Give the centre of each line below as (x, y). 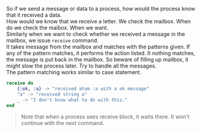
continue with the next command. (62, 123)
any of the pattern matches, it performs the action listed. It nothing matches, (101, 53)
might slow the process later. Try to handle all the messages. (81, 66)
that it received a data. (34, 15)
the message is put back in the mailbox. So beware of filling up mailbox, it (97, 60)
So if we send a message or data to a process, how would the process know (101, 9)
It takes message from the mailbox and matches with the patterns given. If (98, 47)
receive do (20, 83)
